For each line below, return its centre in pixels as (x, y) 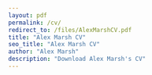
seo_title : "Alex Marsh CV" (54, 45)
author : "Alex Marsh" (44, 52)
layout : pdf (28, 15)
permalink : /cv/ (35, 23)
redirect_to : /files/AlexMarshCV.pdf (70, 30)
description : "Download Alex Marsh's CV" (77, 59)
